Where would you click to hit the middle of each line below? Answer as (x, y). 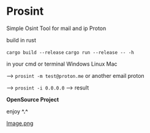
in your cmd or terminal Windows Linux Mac (62, 64)
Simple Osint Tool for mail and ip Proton (56, 28)
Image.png (20, 123)
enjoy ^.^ (17, 111)
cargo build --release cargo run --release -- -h (70, 52)
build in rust (21, 40)
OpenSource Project (33, 99)
